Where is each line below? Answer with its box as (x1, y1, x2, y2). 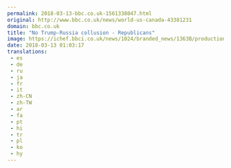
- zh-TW (10, 99, 32, 106)
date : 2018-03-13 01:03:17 (7, 42, 85, 49)
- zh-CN (10, 93, 32, 100)
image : (7, 36, 26, 43)
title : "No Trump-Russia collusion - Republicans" (7, 29, 155, 36)
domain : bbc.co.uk (7, 23, 60, 29)
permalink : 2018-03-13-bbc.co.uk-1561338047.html (7, 10, 153, 17)
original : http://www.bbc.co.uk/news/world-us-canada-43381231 (7, 16, 192, 23)
